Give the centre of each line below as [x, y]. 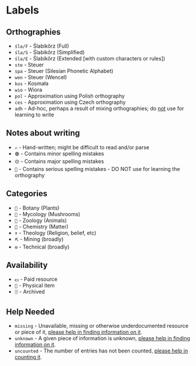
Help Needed [30, 312]
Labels [23, 10]
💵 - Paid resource [36, 279]
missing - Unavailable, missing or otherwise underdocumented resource [102, 326]
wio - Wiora [28, 90]
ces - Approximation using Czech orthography [70, 102]
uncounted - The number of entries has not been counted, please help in [101, 351]
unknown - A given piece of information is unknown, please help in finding [102, 338]
